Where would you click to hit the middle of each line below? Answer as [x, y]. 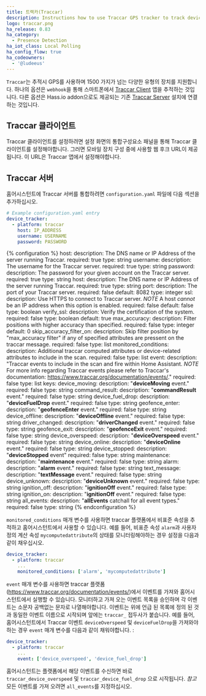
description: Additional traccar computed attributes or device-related [93, 351]
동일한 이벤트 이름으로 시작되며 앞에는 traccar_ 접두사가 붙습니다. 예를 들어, [104, 615]
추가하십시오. [22, 202]
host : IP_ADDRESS [40, 230]
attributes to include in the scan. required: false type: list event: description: [102, 357]
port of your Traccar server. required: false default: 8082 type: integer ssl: [100, 292]
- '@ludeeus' [29, 63]
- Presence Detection [40, 40]
